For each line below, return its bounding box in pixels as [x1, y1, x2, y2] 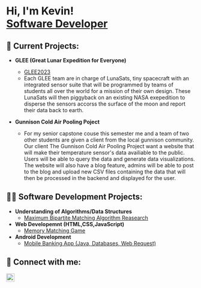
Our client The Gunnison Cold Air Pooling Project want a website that [23, 143, 194, 149]
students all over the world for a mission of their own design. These [23, 88, 191, 94]
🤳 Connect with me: [6, 257, 81, 268]
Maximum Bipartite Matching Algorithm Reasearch [23, 214, 149, 221]
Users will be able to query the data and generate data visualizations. [23, 155, 195, 163]
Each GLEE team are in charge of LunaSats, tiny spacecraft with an [23, 75, 190, 82]
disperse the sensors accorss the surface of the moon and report [23, 100, 186, 107]
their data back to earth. [23, 107, 84, 113]
